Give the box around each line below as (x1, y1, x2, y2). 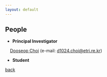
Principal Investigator (12, 38, 58, 44)
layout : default (5, 7, 38, 12)
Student (12, 57, 30, 63)
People (5, 26, 27, 34)
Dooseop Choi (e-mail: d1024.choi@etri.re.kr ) (9, 48, 103, 54)
